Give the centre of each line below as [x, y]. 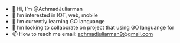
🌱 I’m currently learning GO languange [58, 21]
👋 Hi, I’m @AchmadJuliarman [47, 9]
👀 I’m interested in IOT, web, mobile [55, 15]
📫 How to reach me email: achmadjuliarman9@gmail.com [82, 34]
